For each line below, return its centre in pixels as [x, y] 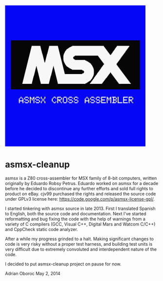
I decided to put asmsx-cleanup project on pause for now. [63, 264]
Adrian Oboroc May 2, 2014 [33, 273]
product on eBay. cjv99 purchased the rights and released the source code [81, 194]
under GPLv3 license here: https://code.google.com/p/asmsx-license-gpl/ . [80, 199]
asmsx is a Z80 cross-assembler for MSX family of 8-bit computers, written [81, 178]
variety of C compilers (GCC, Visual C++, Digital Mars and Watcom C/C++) [80, 224]
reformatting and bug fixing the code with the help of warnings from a [75, 219]
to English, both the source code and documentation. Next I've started [76, 213]
